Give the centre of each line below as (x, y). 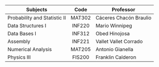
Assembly (19, 42)
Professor (124, 9)
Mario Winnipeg (114, 25)
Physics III (19, 57)
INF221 (80, 42)
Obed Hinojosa (113, 33)
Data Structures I (27, 25)
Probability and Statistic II (37, 18)
